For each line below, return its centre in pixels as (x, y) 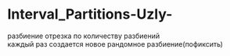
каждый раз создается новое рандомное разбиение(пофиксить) (115, 44)
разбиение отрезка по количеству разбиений (84, 36)
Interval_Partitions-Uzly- (90, 14)
